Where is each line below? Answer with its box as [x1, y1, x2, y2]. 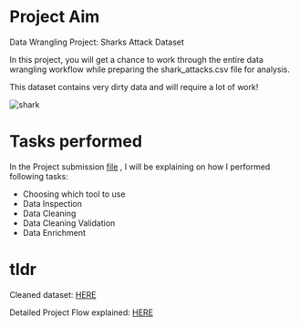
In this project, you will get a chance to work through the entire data [9, 54, 264, 65]
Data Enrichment [22, 227, 87, 238]
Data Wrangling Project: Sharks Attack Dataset [9, 36, 185, 47]
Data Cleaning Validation [22, 217, 116, 229]
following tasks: [9, 170, 68, 181]
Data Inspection [22, 198, 82, 209]
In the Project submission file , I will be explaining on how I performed [9, 161, 271, 172]
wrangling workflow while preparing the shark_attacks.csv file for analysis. [9, 64, 290, 75]
